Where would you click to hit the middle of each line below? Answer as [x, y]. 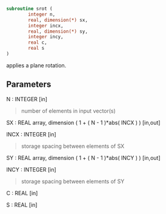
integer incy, [46, 37]
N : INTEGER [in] [27, 99]
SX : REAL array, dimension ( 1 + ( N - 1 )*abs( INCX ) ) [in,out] [83, 122]
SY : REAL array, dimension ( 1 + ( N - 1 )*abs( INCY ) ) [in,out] [83, 158]
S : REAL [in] [22, 205]
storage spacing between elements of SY [73, 181]
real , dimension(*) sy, [58, 31]
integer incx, [46, 25]
